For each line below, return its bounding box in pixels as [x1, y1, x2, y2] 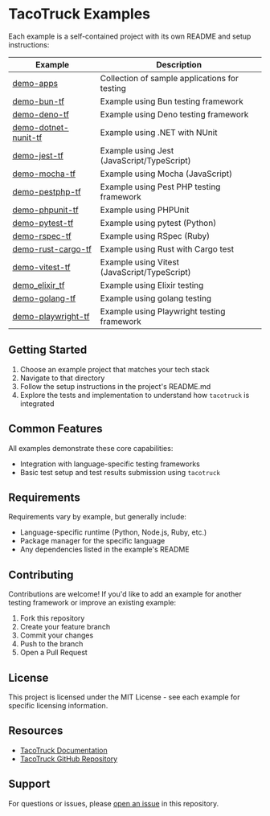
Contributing [8, 568, 74, 581]
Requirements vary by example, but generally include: [8, 512, 187, 522]
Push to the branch [19, 639, 84, 649]
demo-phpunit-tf [12, 204, 79, 215]
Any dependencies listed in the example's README [19, 544, 190, 555]
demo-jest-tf [12, 150, 64, 161]
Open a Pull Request [19, 648, 88, 658]
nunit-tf [12, 132, 43, 143]
